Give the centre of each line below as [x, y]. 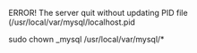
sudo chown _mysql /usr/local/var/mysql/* [86, 39]
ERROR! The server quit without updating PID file [98, 13]
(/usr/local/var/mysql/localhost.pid [72, 22]
